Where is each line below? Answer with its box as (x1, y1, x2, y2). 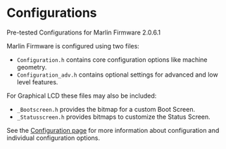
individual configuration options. (6, 134, 100, 142)
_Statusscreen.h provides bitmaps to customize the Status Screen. (16, 112, 211, 121)
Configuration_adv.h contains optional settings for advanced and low (16, 70, 219, 79)
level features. (16, 77, 58, 86)
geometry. (16, 63, 47, 71)
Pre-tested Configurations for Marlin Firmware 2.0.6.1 (6, 28, 161, 37)
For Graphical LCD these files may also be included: (6, 91, 157, 100)
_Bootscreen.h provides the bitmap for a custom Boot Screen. (16, 105, 195, 113)
